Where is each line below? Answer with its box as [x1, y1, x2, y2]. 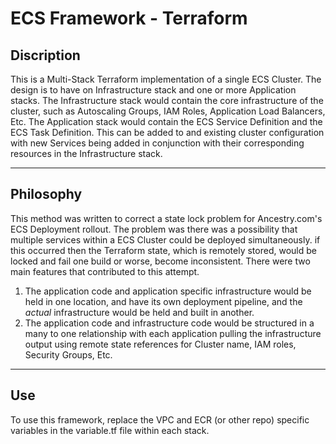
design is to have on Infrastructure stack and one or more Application [10, 84, 297, 96]
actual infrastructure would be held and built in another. [24, 306, 255, 318]
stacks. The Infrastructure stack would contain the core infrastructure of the [10, 95, 324, 106]
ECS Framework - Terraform [10, 7, 248, 30]
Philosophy [10, 186, 83, 203]
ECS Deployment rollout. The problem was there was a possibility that [10, 223, 298, 235]
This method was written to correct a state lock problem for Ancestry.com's [10, 212, 323, 224]
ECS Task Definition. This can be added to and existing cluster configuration [10, 127, 325, 138]
